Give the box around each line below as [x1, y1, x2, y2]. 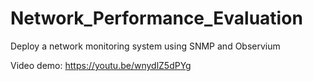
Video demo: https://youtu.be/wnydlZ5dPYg [10, 59, 192, 71]
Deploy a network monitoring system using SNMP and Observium [10, 40, 281, 52]
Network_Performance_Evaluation [10, 7, 303, 30]
